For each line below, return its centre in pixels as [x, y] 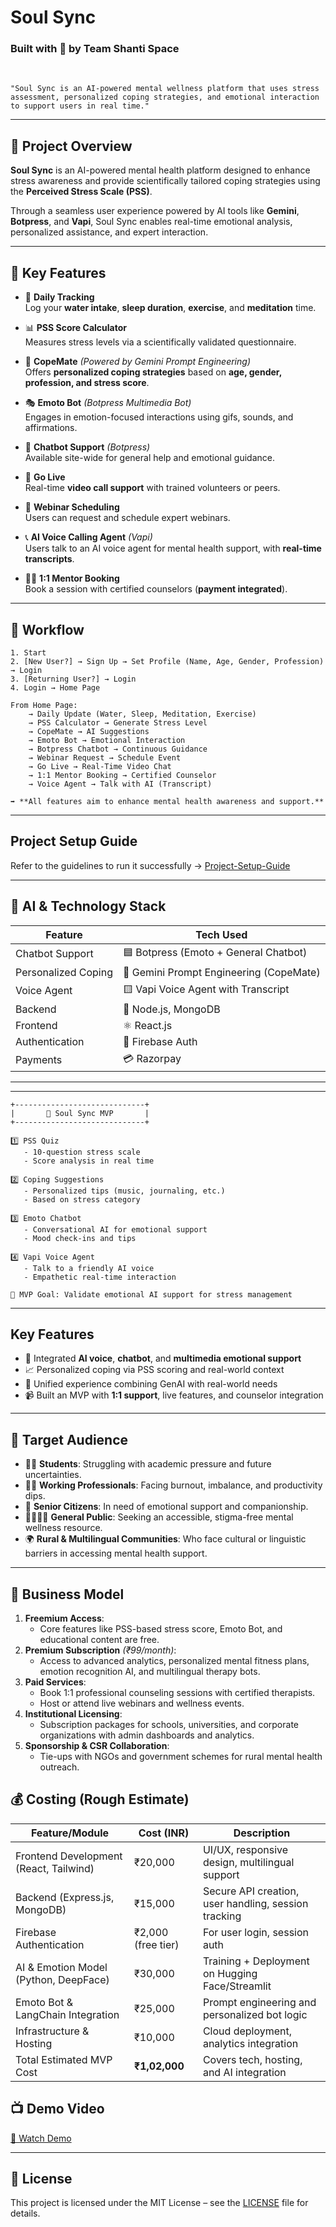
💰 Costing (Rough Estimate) [100, 1799]
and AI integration [244, 2072]
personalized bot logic [255, 2014]
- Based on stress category [82, 1199]
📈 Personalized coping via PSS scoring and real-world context [154, 1370]
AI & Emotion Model [61, 1967]
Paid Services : [55, 1682]
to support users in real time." [80, 106]
